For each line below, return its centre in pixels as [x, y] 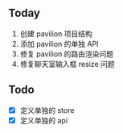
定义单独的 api [44, 120]
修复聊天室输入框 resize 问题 [67, 64]
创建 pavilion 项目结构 [56, 33]
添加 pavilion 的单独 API [59, 44]
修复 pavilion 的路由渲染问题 [67, 54]
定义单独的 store [47, 110]
